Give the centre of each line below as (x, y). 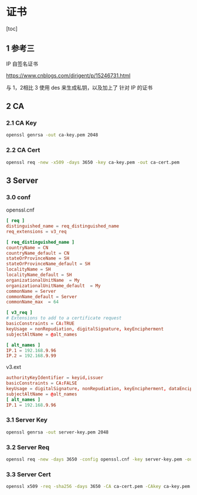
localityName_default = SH (39, 275)
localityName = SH (28, 269)
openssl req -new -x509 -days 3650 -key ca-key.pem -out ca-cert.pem (93, 162)
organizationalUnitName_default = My (53, 286)
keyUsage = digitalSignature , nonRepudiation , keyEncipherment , (86, 389)
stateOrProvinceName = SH (38, 258)
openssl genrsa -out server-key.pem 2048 (57, 432)
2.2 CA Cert (23, 150)
